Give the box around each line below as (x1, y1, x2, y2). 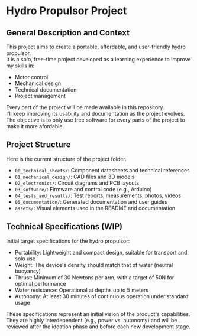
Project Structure (6, 140, 71, 150)
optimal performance (14, 280, 66, 287)
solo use (14, 255, 36, 262)
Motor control (14, 74, 49, 80)
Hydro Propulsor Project (6, 4, 127, 18)
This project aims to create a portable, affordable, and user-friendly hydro (6, 43, 186, 50)
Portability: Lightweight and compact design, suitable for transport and (14, 249, 188, 256)
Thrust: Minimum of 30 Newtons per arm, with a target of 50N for (14, 273, 175, 281)
